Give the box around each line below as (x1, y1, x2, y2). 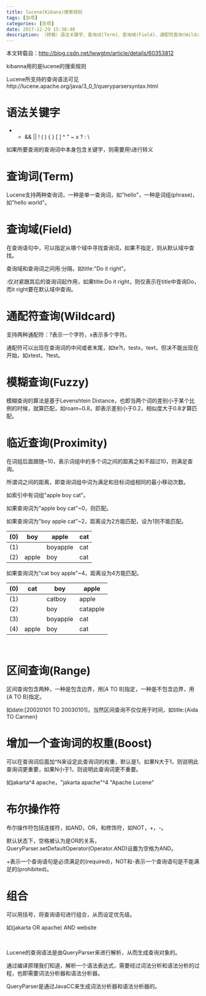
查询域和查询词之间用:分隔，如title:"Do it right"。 (6, 265, 129, 272)
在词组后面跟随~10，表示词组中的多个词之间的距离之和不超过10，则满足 (6, 457, 188, 465)
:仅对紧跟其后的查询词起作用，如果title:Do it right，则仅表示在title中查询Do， (6, 278, 200, 285)
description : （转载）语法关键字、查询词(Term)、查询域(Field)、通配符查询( (6, 32, 186, 38)
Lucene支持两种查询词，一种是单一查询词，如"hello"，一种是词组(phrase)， (6, 191, 198, 198)
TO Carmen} (6, 713, 38, 720)
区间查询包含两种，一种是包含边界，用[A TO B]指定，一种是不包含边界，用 (6, 685, 195, 692)
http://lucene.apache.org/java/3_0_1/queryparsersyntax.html (6, 82, 158, 90)
